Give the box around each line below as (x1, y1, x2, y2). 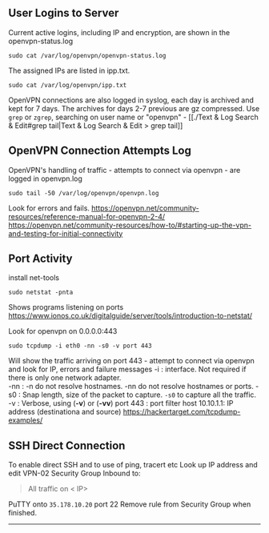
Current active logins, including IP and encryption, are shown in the (8, 27, 231, 37)
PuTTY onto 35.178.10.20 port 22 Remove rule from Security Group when (8, 499, 251, 509)
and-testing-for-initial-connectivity (8, 228, 123, 238)
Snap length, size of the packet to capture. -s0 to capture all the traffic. (22, 390, 257, 399)
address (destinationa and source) (8, 407, 122, 417)
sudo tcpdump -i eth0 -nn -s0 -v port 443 (8, 342, 152, 351)
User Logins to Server (8, 6, 119, 20)
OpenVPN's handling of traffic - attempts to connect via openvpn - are (8, 165, 241, 174)
